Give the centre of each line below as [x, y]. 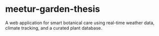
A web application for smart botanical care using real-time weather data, [80, 23]
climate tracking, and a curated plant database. [54, 28]
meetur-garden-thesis [52, 9]
